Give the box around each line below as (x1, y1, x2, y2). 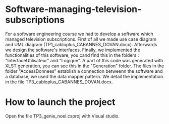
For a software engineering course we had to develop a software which (5, 31, 154, 37)
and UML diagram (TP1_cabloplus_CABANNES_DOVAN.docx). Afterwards (5, 41, 157, 47)
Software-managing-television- (5, 4, 142, 15)
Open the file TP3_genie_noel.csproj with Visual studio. (5, 113, 120, 119)
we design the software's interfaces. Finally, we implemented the (5, 47, 140, 53)
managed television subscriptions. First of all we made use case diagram (5, 36, 157, 42)
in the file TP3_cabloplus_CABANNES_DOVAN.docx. (5, 79, 113, 85)
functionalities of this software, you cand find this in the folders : (5, 52, 139, 58)
